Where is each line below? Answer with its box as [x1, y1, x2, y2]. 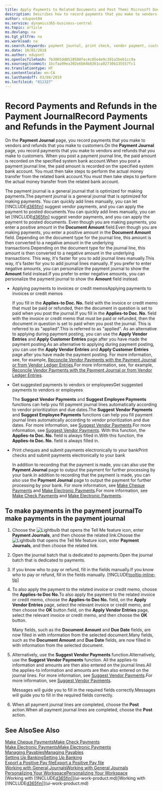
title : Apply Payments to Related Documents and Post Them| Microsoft [5, 7, 151, 12]
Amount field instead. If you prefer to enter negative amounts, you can [5, 270, 146, 276]
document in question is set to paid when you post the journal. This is [12, 321, 151, 326]
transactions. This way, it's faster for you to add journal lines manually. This [5, 255, 154, 261]
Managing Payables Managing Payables [5, 750, 84, 755]
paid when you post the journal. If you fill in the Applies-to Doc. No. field [12, 310, 157, 316]
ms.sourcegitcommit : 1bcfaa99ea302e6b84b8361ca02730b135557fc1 [5, 61, 136, 66]
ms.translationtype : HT [5, 66, 53, 71]
